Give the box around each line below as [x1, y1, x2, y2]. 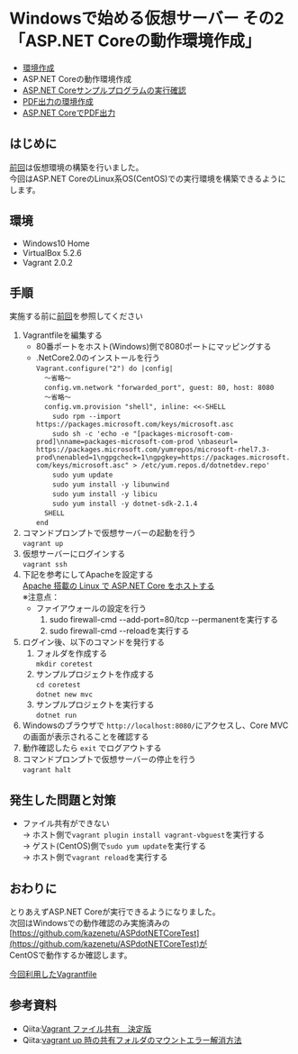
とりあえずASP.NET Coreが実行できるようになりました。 [9, 906, 221, 917]
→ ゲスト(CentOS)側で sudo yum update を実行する [22, 840, 207, 851]
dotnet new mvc [35, 690, 93, 699]
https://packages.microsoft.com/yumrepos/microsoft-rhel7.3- [35, 445, 270, 455]
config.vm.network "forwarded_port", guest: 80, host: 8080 [43, 384, 275, 393]
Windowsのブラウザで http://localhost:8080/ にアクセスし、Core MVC [22, 720, 289, 731]
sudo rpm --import [52, 412, 122, 422]
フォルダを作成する [35, 648, 108, 659]
